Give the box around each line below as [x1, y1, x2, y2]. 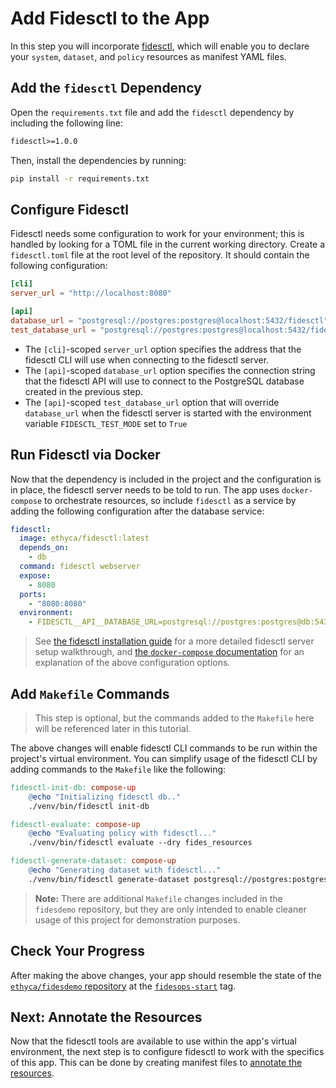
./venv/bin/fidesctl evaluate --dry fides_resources [28, 838, 253, 848]
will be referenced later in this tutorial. [34, 722, 192, 734]
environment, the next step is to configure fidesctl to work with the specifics [10, 1046, 325, 1058]
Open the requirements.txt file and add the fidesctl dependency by [10, 106, 295, 118]
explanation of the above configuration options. [34, 657, 231, 669]
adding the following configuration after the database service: [10, 505, 265, 517]
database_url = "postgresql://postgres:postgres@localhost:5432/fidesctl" [10, 315, 329, 326]
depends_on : [19, 543, 70, 553]
